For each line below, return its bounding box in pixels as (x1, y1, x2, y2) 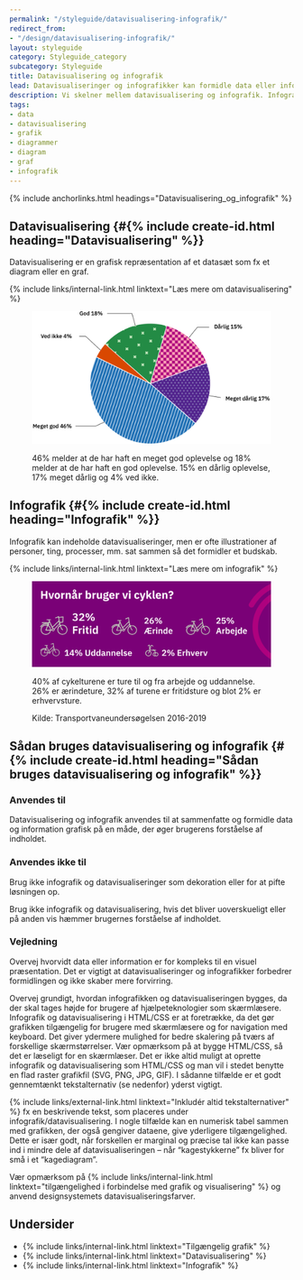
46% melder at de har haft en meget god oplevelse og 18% (32, 452, 252, 464)
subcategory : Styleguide (9, 62, 103, 71)
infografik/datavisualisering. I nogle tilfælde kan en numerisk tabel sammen (9, 1115, 289, 1127)
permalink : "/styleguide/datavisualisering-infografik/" (9, 14, 228, 23)
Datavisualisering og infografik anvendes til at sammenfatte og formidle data (9, 815, 293, 825)
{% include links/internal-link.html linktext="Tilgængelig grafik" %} (22, 1240, 271, 1251)
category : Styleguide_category (9, 52, 127, 62)
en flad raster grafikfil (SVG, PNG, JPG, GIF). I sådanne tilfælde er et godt (9, 1069, 281, 1080)
